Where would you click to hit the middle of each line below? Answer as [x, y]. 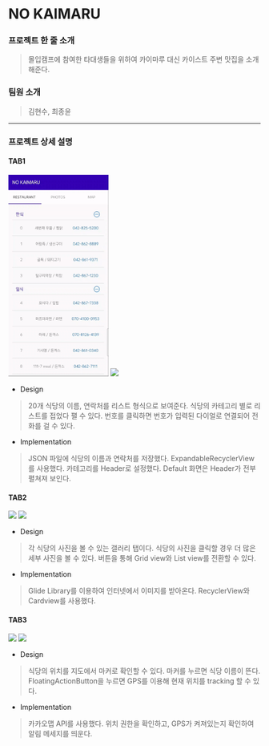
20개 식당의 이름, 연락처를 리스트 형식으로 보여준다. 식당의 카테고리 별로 [140, 406]
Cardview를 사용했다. [62, 601]
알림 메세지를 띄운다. [60, 733]
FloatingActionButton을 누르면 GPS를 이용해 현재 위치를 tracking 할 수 [139, 681]
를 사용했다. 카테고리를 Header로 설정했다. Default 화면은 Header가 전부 [142, 468]
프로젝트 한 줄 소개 [42, 41]
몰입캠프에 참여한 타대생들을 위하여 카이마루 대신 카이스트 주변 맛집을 [136, 59]
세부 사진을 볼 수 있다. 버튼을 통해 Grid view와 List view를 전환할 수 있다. [142, 558]
